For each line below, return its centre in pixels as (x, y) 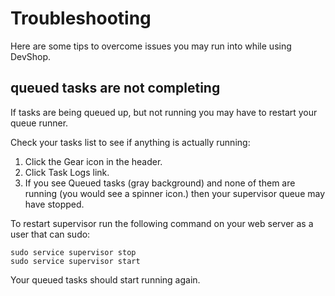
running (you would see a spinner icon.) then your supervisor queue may (175, 193)
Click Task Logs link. (67, 172)
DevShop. (31, 56)
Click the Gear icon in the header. (93, 161)
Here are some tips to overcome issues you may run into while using (151, 46)
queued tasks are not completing (115, 88)
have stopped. (54, 204)
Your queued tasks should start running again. (105, 279)
